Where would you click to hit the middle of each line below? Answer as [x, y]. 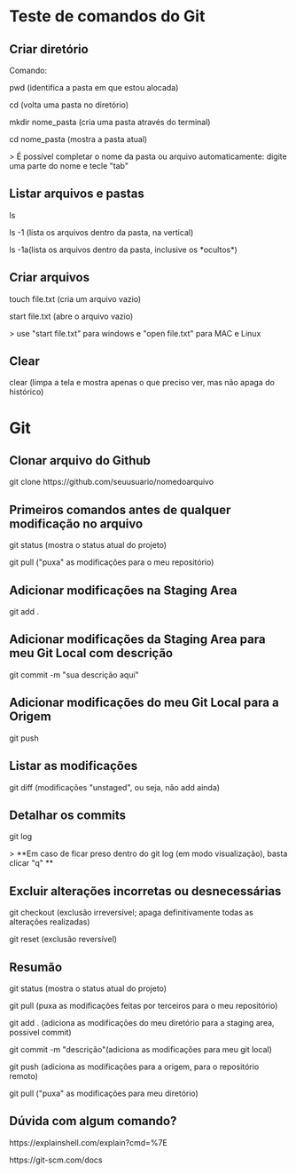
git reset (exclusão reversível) [63, 940]
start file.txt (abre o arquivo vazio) [71, 316]
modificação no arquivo [76, 524]
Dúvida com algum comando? [93, 1121]
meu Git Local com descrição [91, 653]
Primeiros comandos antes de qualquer [120, 509]
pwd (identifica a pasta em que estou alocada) [94, 87]
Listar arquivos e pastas [77, 194]
